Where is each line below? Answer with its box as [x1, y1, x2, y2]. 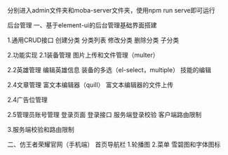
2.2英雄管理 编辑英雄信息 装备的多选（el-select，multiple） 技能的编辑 [7, 66, 212, 74]
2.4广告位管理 [7, 95, 48, 104]
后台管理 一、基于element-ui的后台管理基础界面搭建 [7, 21, 157, 29]
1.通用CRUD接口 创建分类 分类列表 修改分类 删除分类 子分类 [7, 36, 180, 44]
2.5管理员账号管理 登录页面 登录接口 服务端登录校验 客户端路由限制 [7, 111, 202, 119]
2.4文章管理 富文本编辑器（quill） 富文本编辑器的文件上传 [7, 81, 174, 89]
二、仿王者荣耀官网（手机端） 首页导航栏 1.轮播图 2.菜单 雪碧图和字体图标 [7, 140, 221, 149]
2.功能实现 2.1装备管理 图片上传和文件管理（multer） [7, 51, 159, 59]
